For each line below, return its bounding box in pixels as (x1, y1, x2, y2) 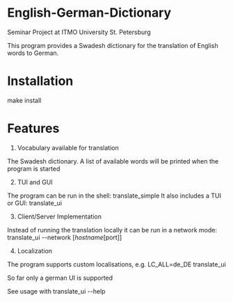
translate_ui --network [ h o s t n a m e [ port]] (7, 233, 122, 241)
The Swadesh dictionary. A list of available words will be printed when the (7, 157, 219, 165)
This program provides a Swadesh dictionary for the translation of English (7, 41, 218, 49)
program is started (7, 164, 61, 173)
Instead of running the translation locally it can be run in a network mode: (7, 225, 218, 234)
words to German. (7, 49, 59, 57)
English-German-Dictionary (7, 5, 172, 21)
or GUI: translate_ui (7, 198, 63, 207)
